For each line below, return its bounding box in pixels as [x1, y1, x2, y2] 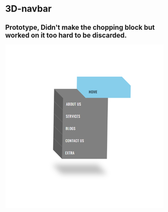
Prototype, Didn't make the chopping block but [5, 23, 155, 32]
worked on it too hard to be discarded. [5, 31, 127, 39]
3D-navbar [5, 3, 52, 15]
